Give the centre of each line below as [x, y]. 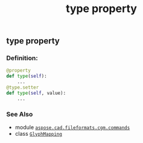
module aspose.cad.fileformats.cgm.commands [72, 127]
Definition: [22, 58]
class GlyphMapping [38, 134]
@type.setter [23, 87]
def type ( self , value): [36, 93]
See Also [20, 114]
